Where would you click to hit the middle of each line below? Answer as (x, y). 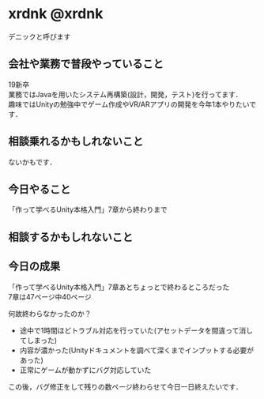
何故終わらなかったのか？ (50, 314)
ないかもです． (32, 162)
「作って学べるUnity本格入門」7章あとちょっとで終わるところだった (119, 287)
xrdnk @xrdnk (56, 14)
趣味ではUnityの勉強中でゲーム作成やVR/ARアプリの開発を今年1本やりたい (129, 104)
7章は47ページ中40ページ (50, 296)
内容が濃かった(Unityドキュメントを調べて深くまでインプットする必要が (137, 350)
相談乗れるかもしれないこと (76, 142)
